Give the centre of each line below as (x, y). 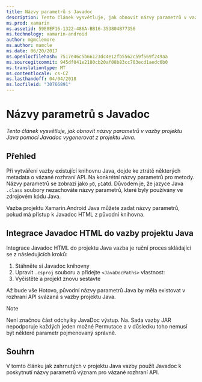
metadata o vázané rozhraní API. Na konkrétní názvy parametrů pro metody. (100, 177)
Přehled (21, 156)
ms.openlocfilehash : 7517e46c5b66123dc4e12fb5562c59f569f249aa (87, 57)
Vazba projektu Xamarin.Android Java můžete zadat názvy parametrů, (93, 208)
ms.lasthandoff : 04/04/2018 (41, 79)
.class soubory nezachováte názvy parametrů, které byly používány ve (95, 189)
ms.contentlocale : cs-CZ (37, 73)
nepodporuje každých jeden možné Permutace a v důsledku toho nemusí (97, 326)
